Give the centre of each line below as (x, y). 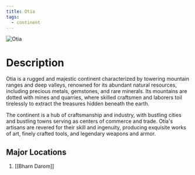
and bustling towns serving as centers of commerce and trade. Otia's (90, 121)
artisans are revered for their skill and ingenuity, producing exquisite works (96, 128)
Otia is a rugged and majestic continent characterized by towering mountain (97, 79)
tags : (13, 17)
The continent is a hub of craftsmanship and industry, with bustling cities (94, 115)
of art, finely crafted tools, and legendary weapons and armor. (81, 134)
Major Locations (36, 152)
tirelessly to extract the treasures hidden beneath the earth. (78, 104)
